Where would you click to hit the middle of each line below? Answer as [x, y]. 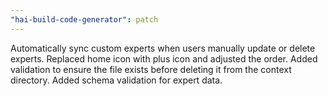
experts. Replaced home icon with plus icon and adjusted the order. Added [164, 58]
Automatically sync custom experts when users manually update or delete [163, 48]
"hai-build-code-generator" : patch [84, 19]
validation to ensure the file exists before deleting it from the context [151, 69]
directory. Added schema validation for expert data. [116, 80]
